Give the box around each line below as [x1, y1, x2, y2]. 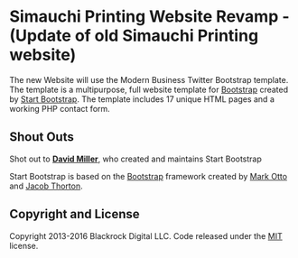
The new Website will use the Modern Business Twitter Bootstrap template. [9, 74, 289, 85]
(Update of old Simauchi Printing [9, 25, 259, 46]
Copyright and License [9, 207, 140, 222]
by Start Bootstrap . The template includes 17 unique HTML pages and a [9, 93, 275, 105]
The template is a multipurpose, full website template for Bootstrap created [9, 84, 289, 95]
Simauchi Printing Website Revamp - [9, 6, 291, 27]
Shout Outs [9, 129, 74, 145]
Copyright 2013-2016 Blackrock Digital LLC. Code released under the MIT [9, 230, 283, 241]
